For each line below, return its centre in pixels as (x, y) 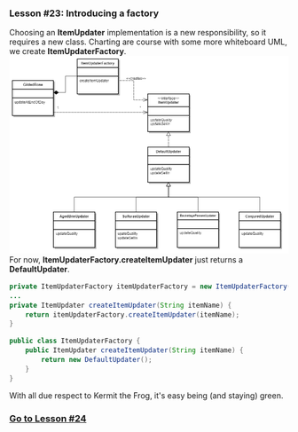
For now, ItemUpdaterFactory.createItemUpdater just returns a (126, 259)
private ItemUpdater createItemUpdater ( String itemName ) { (121, 305)
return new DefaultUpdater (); (97, 360)
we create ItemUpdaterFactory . (68, 51)
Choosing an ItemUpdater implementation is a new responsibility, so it (137, 33)
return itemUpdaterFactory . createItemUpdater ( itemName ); (133, 314)
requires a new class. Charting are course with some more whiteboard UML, (149, 42)
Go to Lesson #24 (48, 418)
